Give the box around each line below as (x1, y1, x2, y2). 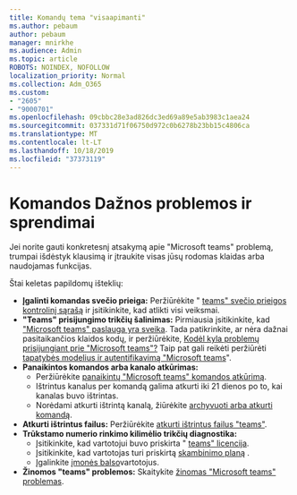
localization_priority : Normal (9, 72, 126, 81)
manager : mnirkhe (9, 38, 74, 47)
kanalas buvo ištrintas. (35, 390, 119, 401)
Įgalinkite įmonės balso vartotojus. (35, 457, 159, 468)
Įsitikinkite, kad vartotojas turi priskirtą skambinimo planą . (35, 448, 250, 458)
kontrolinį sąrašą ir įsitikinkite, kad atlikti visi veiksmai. (21, 305, 221, 316)
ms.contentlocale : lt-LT (9, 138, 102, 147)
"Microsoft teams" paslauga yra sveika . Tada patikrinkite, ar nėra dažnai (21, 324, 288, 335)
